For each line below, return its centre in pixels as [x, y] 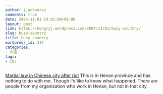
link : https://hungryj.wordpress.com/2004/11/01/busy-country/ [73, 29]
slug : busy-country [26, 33]
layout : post [19, 24]
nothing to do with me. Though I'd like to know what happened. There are [82, 81]
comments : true [21, 15]
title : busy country [27, 38]
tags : [11, 57]
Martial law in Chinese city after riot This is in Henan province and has [78, 75]
